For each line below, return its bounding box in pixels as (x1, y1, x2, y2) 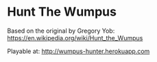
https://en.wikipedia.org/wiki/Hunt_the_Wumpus (7, 33, 143, 42)
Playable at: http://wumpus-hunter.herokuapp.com (7, 47, 150, 55)
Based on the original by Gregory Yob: (7, 27, 115, 35)
